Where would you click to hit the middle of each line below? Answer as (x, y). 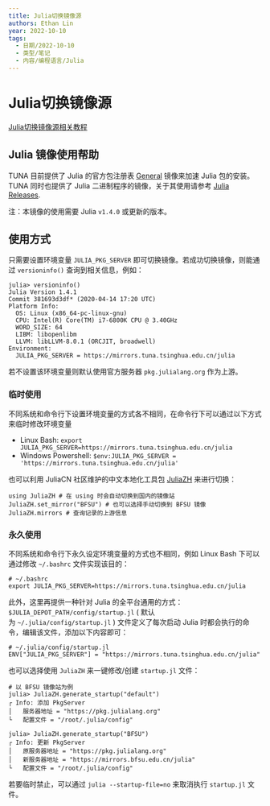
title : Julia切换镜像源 (45, 16)
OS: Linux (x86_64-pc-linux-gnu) (72, 314)
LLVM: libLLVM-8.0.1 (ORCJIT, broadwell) (86, 342)
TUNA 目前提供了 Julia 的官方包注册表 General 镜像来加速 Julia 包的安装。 (131, 176)
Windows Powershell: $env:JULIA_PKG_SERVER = (98, 455)
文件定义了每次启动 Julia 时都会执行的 (180, 622)
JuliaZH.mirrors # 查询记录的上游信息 (67, 513)
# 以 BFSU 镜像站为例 (41, 688)
